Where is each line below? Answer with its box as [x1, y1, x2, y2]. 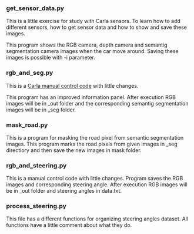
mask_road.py [6, 121, 48, 129]
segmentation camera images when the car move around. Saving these [6, 48, 179, 55]
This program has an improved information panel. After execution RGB [6, 93, 176, 101]
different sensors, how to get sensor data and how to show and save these [6, 24, 187, 31]
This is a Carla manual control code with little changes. [6, 82, 139, 89]
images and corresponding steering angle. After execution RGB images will [6, 181, 188, 188]
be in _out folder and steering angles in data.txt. [6, 187, 122, 195]
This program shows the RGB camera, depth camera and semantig [6, 41, 168, 48]
